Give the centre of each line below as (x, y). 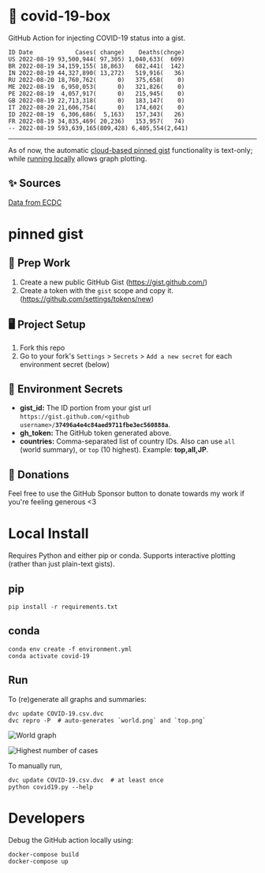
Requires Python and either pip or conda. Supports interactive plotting (122, 555)
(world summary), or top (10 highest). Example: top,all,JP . (114, 450)
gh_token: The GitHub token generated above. (95, 433)
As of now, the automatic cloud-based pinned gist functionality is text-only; (131, 150)
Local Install (49, 534)
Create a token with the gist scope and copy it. (96, 290)
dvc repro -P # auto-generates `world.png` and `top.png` (107, 720)
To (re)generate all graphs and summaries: (77, 699)
